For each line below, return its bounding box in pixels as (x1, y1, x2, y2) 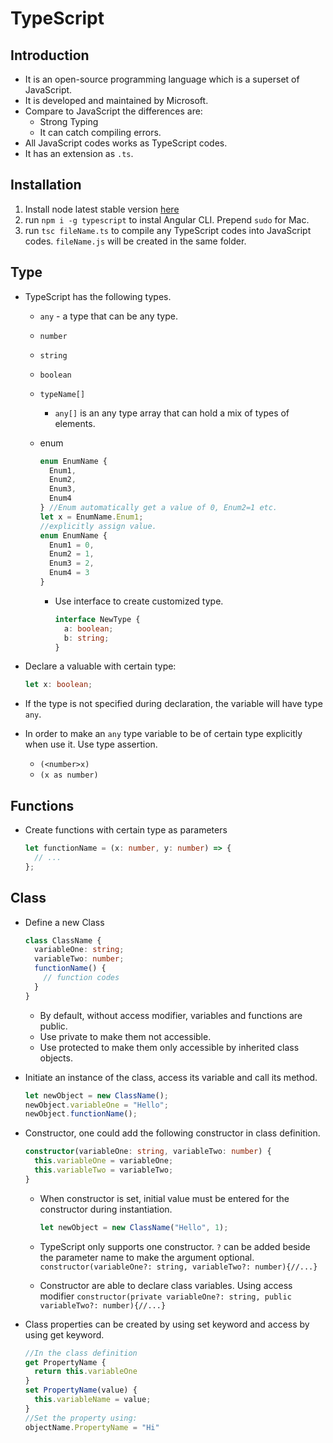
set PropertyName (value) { (24, 1385, 138, 1396)
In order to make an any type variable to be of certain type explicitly (24, 728, 303, 740)
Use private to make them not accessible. (39, 1030, 212, 1042)
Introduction (10, 47, 90, 64)
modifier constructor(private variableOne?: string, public (39, 1290, 292, 1302)
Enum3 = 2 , (48, 558, 95, 569)
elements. (54, 417, 96, 429)
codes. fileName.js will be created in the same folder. (24, 235, 247, 247)
